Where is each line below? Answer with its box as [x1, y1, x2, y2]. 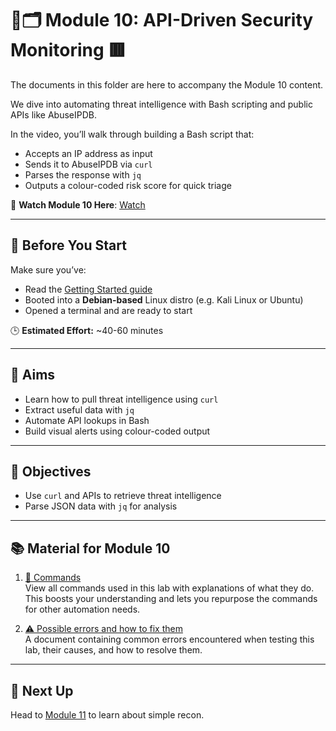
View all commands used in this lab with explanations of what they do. [24, 582, 315, 594]
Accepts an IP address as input [24, 147, 153, 159]
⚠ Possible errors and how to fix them [24, 623, 183, 635]
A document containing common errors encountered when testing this [24, 633, 315, 646]
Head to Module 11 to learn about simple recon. [10, 709, 205, 721]
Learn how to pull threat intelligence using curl [24, 393, 219, 405]
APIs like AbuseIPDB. [10, 108, 97, 121]
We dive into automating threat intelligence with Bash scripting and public [10, 98, 313, 110]
